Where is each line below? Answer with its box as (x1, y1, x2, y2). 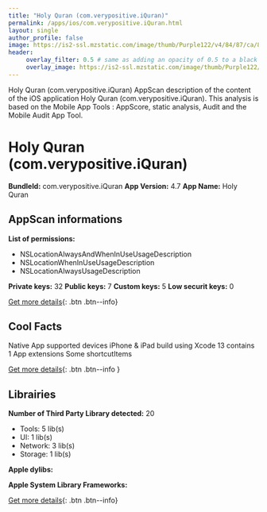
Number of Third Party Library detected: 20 (8, 409, 155, 418)
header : (8, 48, 34, 56)
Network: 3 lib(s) (19, 441, 75, 451)
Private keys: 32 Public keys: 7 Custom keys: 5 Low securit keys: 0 (8, 281, 234, 291)
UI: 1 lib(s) (19, 433, 53, 442)
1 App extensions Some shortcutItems (8, 349, 133, 359)
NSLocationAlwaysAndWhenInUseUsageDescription (19, 249, 192, 259)
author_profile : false (8, 33, 83, 42)
